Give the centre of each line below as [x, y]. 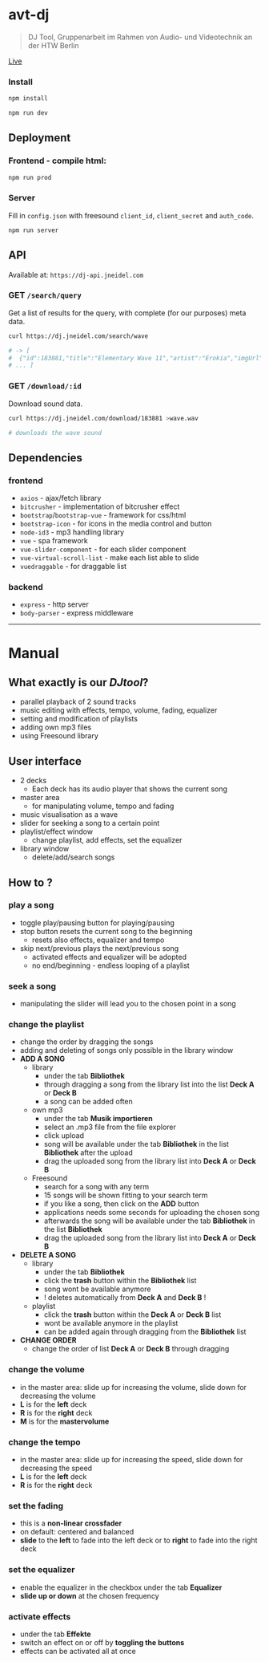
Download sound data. [46, 404]
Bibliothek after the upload [88, 1152]
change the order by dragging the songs [86, 1042]
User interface [45, 761]
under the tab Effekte [55, 1634]
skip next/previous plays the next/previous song [99, 948]
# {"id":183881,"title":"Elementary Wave [80, 358]
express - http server [54, 604]
